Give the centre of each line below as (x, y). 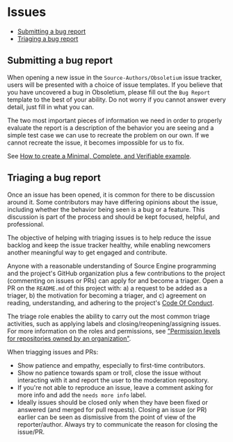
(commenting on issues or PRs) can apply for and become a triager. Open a (115, 280)
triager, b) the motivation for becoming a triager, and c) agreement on (107, 295)
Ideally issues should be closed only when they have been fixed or (113, 402)
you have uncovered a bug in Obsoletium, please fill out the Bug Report (109, 92)
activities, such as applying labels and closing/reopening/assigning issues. (114, 323)
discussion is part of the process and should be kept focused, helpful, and (114, 217)
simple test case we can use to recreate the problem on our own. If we (108, 135)
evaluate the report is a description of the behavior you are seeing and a (111, 128)
